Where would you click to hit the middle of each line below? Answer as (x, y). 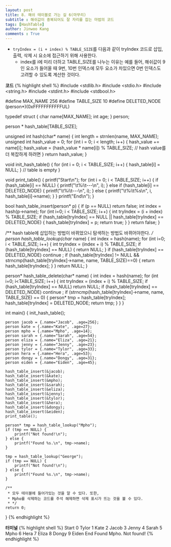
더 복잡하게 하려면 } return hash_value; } (46, 154)
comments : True (22, 34)
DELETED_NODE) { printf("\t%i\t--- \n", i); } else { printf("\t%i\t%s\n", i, (79, 191)
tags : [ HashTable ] (25, 24)
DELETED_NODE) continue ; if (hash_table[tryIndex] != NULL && (72, 255)
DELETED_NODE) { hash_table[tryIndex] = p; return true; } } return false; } (83, 222)
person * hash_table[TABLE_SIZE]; (41, 126)
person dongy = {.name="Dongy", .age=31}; (51, 358)
